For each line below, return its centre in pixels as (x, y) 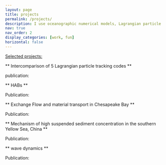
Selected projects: (24, 56)
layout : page (19, 10)
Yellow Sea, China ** (27, 129)
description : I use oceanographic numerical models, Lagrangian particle (83, 24)
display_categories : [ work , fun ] (40, 38)
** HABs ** (17, 85)
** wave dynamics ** (27, 148)
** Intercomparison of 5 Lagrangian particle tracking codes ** (68, 66)
